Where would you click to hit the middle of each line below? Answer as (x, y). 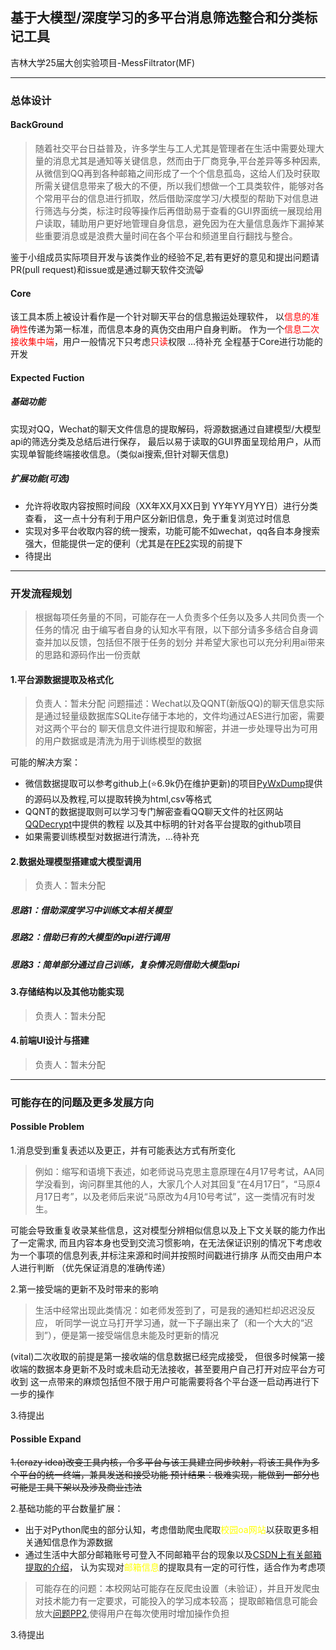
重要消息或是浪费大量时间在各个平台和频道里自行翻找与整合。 (170, 235)
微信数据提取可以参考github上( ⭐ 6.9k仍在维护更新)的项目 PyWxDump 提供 (173, 784)
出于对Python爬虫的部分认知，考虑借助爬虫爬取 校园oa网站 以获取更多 (167, 1530)
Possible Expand (46, 1439)
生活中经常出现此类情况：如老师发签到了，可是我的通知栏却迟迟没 (170, 1310)
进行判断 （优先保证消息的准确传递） (94, 1268)
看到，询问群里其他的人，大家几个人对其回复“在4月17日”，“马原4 (186, 1184)
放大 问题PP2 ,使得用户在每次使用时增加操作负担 (132, 1614)
